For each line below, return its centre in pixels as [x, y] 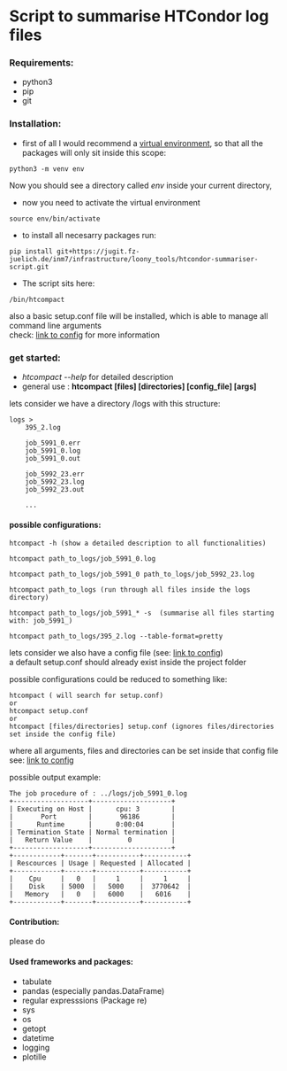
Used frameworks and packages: [72, 962]
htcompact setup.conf [49, 711]
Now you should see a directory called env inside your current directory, [140, 185]
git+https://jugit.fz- [98, 251]
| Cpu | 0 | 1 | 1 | [100, 879]
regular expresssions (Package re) [84, 1000]
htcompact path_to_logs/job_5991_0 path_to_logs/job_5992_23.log [132, 574]
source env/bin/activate [55, 219]
